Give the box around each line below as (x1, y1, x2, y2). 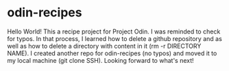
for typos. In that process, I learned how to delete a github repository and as (7, 34, 223, 42)
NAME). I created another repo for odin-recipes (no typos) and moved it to (7, 49, 217, 57)
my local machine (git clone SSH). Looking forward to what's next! (7, 56, 194, 64)
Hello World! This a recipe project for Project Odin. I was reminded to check (7, 27, 221, 35)
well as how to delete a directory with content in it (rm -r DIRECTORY (7, 42, 202, 50)
